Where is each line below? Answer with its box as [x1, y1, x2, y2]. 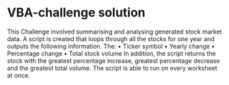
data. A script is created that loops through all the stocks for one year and [7, 34, 215, 42]
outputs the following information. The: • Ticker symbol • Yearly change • [7, 42, 215, 50]
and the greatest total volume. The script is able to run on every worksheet [7, 64, 217, 72]
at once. [7, 71, 31, 80]
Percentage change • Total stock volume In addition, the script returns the [7, 49, 217, 58]
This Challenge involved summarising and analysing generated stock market [7, 27, 222, 36]
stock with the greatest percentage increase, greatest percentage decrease [7, 56, 220, 64]
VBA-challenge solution [7, 5, 146, 21]
